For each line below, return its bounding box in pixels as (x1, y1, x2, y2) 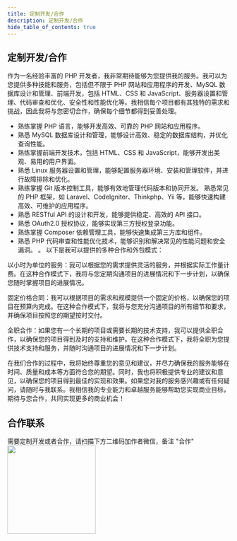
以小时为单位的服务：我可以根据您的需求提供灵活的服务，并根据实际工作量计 (7, 261, 230, 269)
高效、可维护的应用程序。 (17, 202, 92, 210)
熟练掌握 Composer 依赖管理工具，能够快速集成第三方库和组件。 (17, 228, 207, 237)
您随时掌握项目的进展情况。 (7, 279, 88, 287)
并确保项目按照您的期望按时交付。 (7, 311, 107, 320)
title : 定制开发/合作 (7, 10, 65, 18)
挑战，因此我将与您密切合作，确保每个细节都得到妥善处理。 (7, 107, 181, 115)
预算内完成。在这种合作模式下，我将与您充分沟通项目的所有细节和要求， (19, 302, 230, 311)
